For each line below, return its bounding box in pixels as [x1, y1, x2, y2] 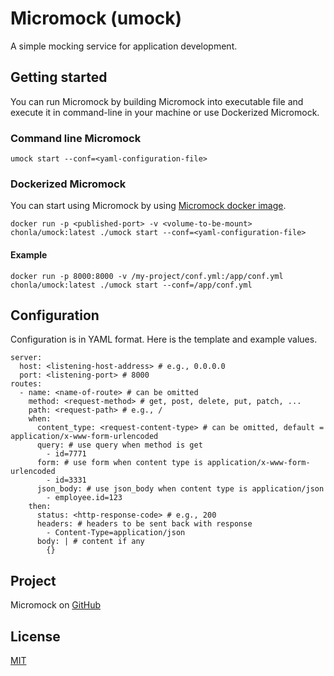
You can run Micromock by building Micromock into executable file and [10, 95, 304, 107]
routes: [10, 379, 43, 389]
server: [10, 353, 43, 363]
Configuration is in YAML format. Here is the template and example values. [10, 333, 318, 346]
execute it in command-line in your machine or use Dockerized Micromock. [10, 106, 320, 118]
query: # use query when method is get [36, 440, 203, 451]
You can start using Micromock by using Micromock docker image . [10, 200, 287, 212]
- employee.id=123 [46, 493, 123, 503]
